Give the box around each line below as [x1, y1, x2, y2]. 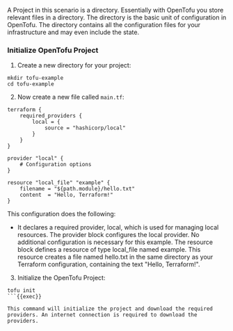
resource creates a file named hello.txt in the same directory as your [17, 253, 214, 261]
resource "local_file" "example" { [7, 179, 111, 186]
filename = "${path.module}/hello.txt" [19, 186, 136, 193]
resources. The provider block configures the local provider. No [17, 231, 200, 239]
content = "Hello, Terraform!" [19, 191, 113, 199]
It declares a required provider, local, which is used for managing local [17, 223, 219, 232]
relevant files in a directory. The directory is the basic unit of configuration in [7, 13, 227, 22]
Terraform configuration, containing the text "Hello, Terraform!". [17, 260, 200, 268]
